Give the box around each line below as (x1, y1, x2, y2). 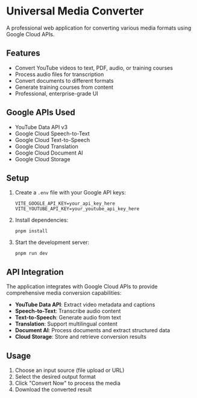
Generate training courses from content (14, 83, 113, 91)
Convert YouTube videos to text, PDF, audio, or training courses (14, 64, 174, 71)
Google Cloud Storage (14, 155, 70, 162)
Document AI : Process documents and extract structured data (14, 327, 170, 334)
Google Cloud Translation (14, 143, 78, 150)
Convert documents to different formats (14, 77, 114, 84)
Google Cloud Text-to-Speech (14, 136, 90, 143)
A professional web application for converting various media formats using (6, 24, 192, 31)
